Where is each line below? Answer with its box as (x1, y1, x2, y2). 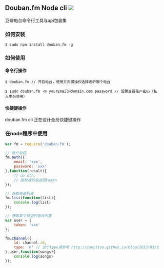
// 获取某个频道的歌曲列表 (5, 213, 52, 219)
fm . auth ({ (5, 155, 25, 160)
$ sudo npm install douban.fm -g (5, 42, 73, 47)
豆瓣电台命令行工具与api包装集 (5, 17, 67, 23)
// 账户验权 (5, 150, 27, 155)
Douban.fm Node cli (5, 4, 67, 12)
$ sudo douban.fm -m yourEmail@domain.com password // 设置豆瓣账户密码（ (5, 89, 154, 94)
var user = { (5, 218, 32, 223)
